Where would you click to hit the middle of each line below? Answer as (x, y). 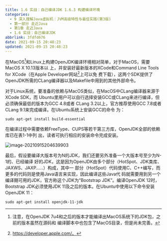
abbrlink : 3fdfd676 (25, 38)
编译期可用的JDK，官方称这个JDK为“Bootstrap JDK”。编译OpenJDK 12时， (83, 180)
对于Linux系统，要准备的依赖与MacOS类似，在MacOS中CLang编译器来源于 (83, 91)
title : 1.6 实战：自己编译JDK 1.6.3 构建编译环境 (53, 10)
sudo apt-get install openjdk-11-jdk (44, 202)
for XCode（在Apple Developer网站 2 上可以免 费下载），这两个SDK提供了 (79, 74)
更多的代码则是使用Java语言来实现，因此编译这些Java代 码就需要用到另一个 (83, 174)
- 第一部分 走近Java (29, 24)
